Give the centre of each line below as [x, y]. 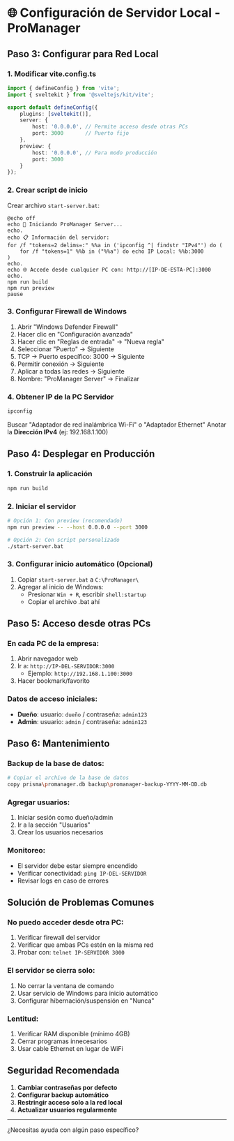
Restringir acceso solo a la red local [70, 1102]
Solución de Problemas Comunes [81, 903]
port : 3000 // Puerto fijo [81, 133]
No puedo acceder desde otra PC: [65, 922]
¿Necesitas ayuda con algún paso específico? [73, 1130]
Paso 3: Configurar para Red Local [83, 54]
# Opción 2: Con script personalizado [63, 540]
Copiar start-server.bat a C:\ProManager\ [78, 579]
